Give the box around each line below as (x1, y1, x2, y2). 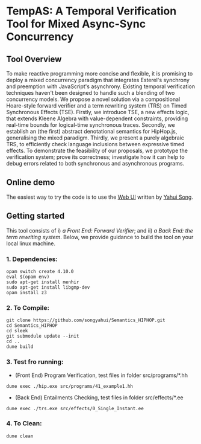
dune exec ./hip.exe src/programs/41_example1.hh (6, 383, 134, 389)
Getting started (6, 211, 65, 221)
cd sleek (6, 328, 28, 334)
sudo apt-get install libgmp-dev (6, 284, 90, 291)
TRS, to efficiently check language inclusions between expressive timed (6, 141, 185, 147)
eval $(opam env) (6, 274, 50, 280)
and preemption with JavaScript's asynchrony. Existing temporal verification (6, 83, 196, 90)
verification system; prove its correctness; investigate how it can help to (6, 153, 185, 161)
